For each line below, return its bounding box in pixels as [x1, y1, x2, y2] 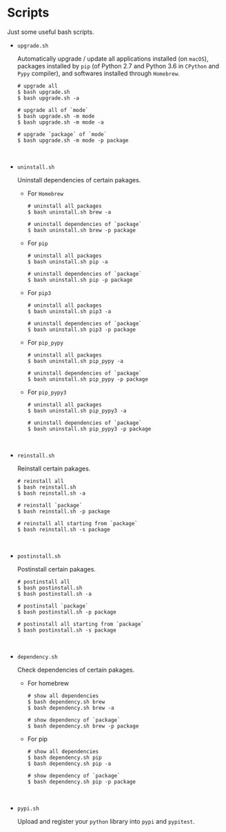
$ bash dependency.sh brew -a [27, 704, 115, 711]
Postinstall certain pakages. [17, 565, 96, 573]
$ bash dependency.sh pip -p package [27, 778, 136, 785]
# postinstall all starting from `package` [17, 621, 145, 627]
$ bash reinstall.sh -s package [17, 526, 110, 533]
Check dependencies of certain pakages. [17, 665, 135, 674]
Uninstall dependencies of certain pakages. [17, 176, 141, 184]
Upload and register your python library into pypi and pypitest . [17, 817, 195, 825]
